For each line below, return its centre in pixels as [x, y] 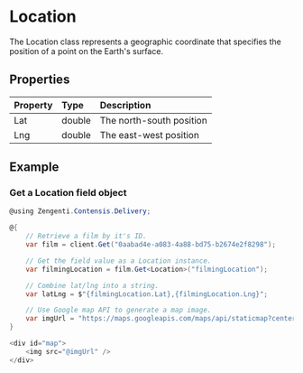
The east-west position [150, 135]
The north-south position [153, 120]
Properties [40, 80]
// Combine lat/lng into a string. [92, 285]
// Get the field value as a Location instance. [119, 261]
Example [34, 168]
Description [125, 105]
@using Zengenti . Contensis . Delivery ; [80, 211]
